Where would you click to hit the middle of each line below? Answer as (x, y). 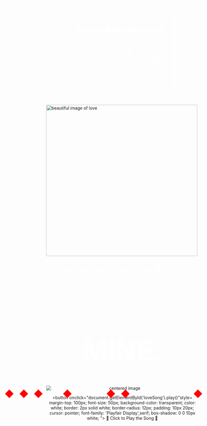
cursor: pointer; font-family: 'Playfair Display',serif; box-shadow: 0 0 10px (122, 413)
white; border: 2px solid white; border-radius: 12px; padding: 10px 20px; (122, 408)
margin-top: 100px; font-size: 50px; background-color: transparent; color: (122, 403)
